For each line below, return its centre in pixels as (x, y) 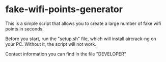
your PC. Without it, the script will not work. (51, 44)
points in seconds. (25, 28)
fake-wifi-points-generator (64, 9)
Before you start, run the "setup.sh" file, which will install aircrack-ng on (81, 39)
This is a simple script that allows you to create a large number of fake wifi (83, 23)
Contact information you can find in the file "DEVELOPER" (66, 54)
